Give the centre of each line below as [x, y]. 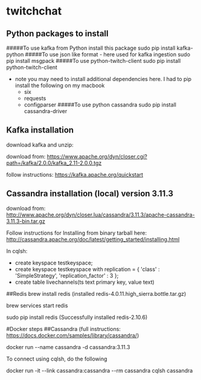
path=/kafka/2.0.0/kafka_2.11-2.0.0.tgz [54, 163]
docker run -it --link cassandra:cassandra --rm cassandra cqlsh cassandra [100, 370]
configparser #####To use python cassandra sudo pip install [100, 105]
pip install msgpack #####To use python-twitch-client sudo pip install [94, 61]
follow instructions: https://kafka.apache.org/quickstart [75, 174]
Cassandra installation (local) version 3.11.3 [90, 194]
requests [35, 98]
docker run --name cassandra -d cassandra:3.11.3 [68, 347]
